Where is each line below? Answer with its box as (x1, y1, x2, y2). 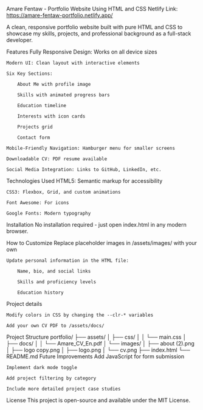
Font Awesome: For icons (6, 200, 69, 206)
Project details (6, 300, 43, 307)
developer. (6, 37, 33, 43)
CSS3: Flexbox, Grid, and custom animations (6, 189, 121, 195)
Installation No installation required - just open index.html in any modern (6, 221, 187, 228)
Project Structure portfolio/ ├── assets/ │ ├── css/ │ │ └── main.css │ (6, 333, 187, 341)
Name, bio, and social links (17, 268, 91, 274)
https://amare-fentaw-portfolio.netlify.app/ (6, 12, 114, 19)
